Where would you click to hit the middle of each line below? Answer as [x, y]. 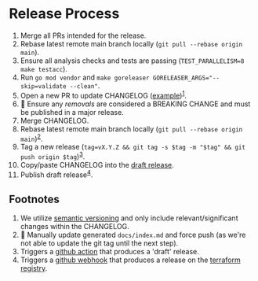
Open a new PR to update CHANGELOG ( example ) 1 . [104, 94]
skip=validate [43, 86]
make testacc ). [44, 68]
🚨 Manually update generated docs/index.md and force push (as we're [133, 235]
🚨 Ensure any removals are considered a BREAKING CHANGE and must [135, 104]
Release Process [64, 14]
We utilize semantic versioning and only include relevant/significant [129, 218]
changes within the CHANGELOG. [74, 227]
